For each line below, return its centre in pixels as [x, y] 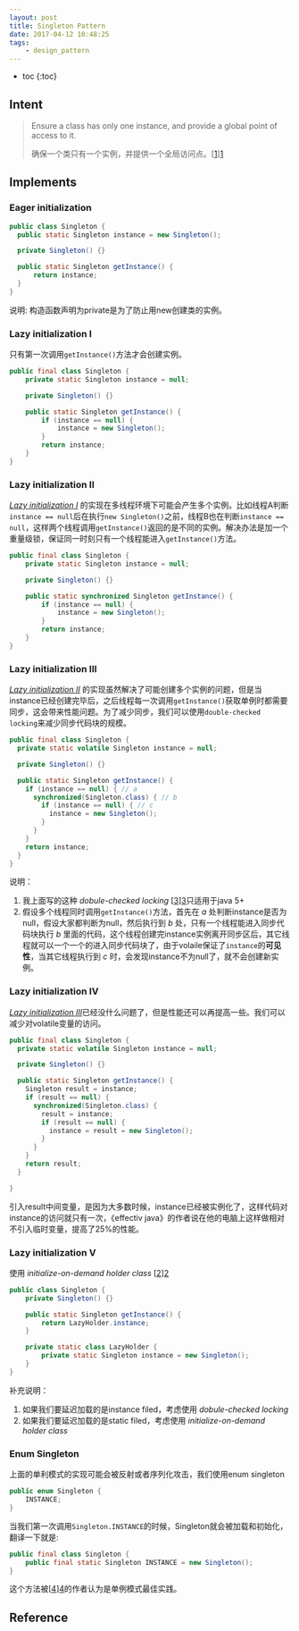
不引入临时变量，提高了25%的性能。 [77, 1229]
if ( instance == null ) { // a [82, 789]
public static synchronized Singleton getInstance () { [129, 596]
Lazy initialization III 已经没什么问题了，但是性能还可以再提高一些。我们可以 [147, 1012]
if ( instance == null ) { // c [97, 805]
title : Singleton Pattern [57, 26]
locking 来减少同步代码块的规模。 [71, 723]
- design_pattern [58, 51]
